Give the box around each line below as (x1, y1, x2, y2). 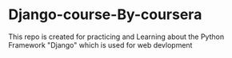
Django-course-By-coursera (8, 6, 202, 24)
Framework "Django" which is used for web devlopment (8, 40, 193, 49)
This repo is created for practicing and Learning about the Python (8, 32, 225, 41)
